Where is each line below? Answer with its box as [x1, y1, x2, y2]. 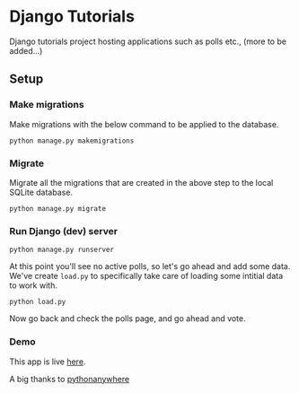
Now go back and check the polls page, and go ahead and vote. [9, 313, 246, 324]
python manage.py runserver [9, 245, 115, 255]
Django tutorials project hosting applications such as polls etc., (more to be [9, 36, 287, 47]
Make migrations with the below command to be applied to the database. [9, 118, 279, 129]
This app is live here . [9, 356, 86, 367]
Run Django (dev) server [9, 224, 119, 237]
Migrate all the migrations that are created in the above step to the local [9, 177, 274, 188]
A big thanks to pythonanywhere [9, 373, 130, 384]
